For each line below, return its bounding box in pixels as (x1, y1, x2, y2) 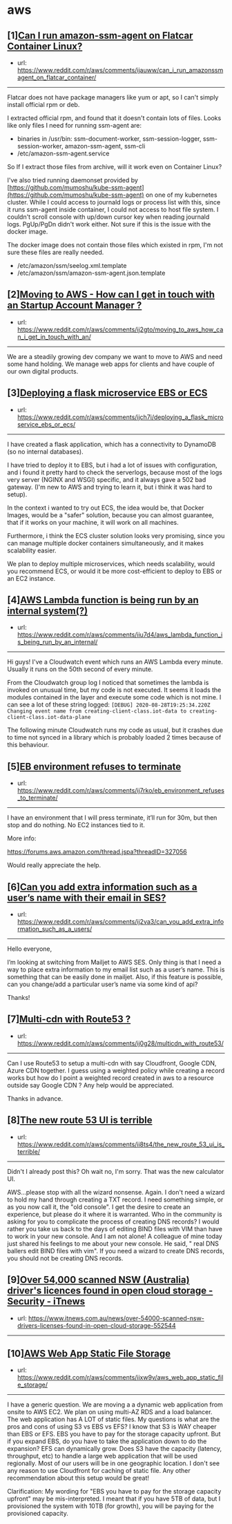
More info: (7, 834, 37, 842)
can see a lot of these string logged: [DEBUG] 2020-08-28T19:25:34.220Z (7, 700, 211, 709)
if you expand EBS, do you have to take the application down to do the (7, 1437, 207, 1445)
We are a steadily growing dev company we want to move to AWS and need (7, 352, 223, 360)
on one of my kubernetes (145, 191, 217, 199)
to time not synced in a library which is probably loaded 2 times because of (7, 733, 222, 742)
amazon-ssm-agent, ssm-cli (64, 142, 146, 150)
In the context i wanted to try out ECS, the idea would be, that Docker (7, 503, 204, 512)
